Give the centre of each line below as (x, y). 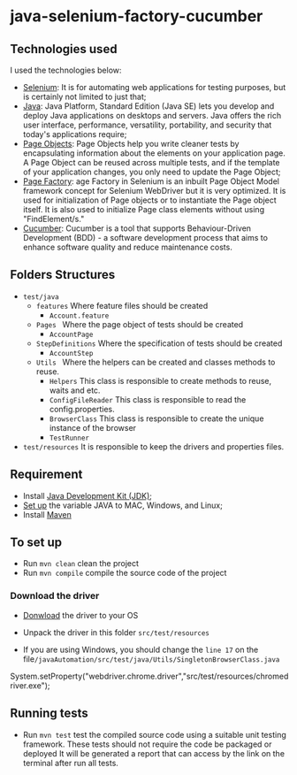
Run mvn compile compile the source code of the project (125, 573)
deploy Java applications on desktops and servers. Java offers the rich (152, 115)
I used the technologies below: (66, 70)
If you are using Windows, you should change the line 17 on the (141, 649)
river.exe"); (30, 685)
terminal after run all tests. (70, 763)
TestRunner (69, 438)
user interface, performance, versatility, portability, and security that (147, 125)
